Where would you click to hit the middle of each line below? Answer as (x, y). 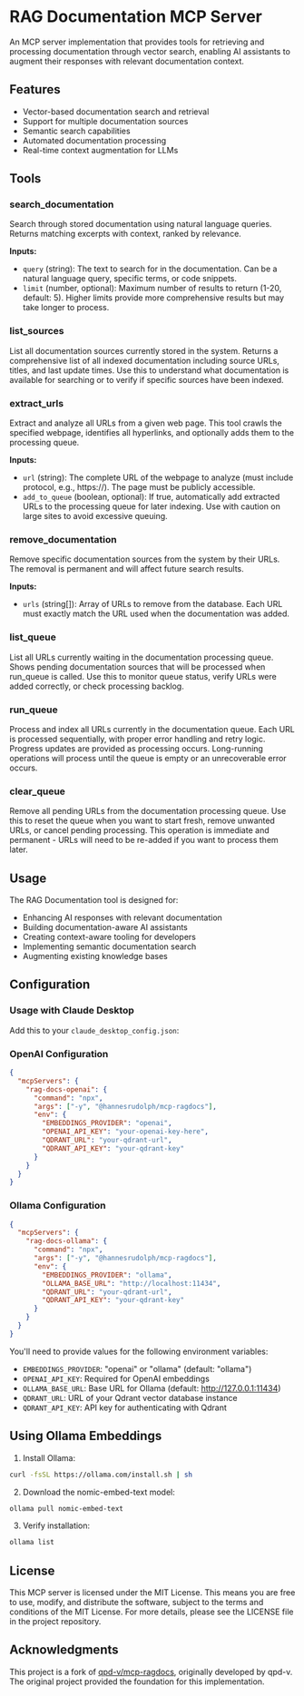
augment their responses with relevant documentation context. (127, 61)
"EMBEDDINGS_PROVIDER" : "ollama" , (107, 1275)
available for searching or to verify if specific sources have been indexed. (147, 379)
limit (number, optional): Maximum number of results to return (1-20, (152, 289)
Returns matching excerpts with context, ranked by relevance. (126, 234)
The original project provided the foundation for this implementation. (137, 1681)
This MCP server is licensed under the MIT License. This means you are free (152, 1593)
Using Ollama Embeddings (86, 1436)
